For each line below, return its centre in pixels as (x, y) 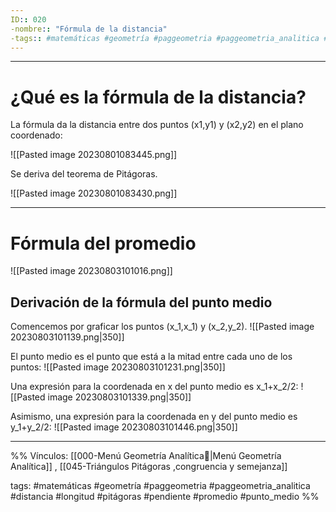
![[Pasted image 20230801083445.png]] (94, 155)
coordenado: (36, 135)
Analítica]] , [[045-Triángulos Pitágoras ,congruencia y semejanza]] (149, 467)
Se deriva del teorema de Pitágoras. (84, 174)
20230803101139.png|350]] (67, 337)
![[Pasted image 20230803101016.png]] (91, 271)
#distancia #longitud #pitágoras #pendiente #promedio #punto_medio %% (165, 497)
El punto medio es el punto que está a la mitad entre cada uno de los (151, 357)
